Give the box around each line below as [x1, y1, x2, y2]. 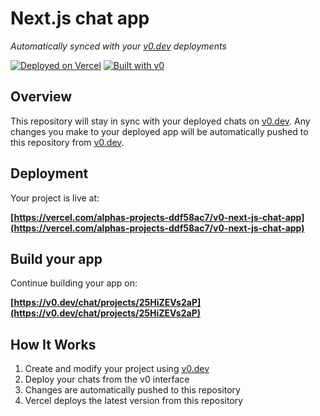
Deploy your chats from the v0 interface [24, 373, 190, 386]
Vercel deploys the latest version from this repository [24, 395, 244, 407]
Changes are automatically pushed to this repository [24, 384, 241, 396]
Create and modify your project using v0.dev [24, 363, 210, 375]
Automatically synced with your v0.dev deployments [10, 40, 227, 52]
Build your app [10, 250, 103, 267]
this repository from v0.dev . [10, 136, 125, 148]
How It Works [10, 336, 97, 353]
